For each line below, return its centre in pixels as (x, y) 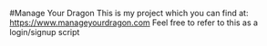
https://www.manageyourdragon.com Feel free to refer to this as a (133, 23)
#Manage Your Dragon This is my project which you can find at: (129, 13)
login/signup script (45, 32)
